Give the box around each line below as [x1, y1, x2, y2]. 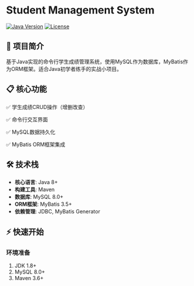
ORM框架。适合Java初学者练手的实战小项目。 [11, 65, 122, 72]
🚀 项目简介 [6, 42, 44, 52]
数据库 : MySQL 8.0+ [14, 193, 64, 200]
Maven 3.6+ [14, 275, 44, 282]
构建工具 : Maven [14, 186, 55, 193]
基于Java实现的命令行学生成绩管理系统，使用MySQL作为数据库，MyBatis [6, 58, 183, 65]
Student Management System [6, 4, 155, 17]
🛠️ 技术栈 [6, 159, 39, 169]
